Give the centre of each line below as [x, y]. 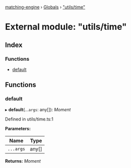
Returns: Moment [23, 161]
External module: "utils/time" [66, 27]
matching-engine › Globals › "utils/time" [45, 7]
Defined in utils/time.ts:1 [29, 119]
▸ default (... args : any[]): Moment [38, 109]
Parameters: [18, 128]
